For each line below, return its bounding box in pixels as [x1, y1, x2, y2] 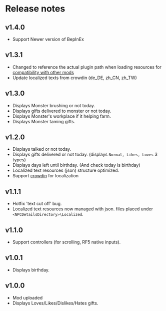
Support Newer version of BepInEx [12, 36, 84, 42]
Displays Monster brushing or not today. [12, 102, 95, 108]
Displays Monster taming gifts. [12, 118, 75, 124]
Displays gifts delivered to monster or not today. [12, 108, 111, 114]
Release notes [5, 3, 65, 15]
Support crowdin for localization [12, 173, 79, 179]
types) [12, 157, 26, 163]
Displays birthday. [12, 266, 50, 273]
